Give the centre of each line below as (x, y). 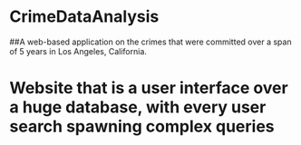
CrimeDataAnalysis (84, 17)
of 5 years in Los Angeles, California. (78, 51)
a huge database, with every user (138, 107)
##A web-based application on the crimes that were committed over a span (150, 42)
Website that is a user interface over (149, 88)
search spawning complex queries (142, 126)
